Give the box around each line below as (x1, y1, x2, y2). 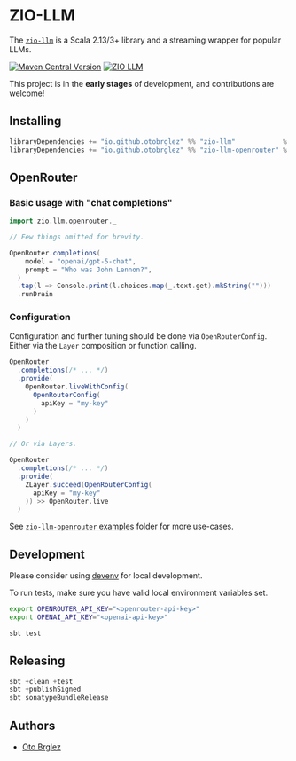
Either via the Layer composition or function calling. (9, 341, 197, 351)
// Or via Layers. (9, 440, 77, 449)
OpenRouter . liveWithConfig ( (25, 382, 129, 391)
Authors (9, 718, 56, 733)
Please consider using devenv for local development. (9, 570, 203, 581)
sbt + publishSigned (9, 685, 82, 694)
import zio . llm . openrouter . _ (9, 216, 117, 226)
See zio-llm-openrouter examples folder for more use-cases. (9, 521, 235, 532)
